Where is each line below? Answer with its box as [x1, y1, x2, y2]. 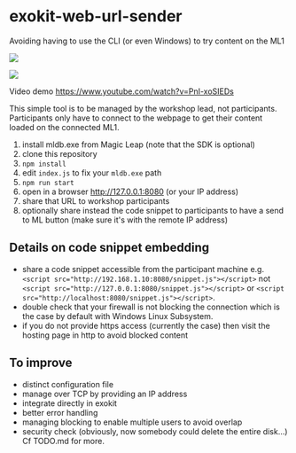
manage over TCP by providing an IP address [21, 388, 188, 399]
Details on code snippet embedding [9, 240, 210, 255]
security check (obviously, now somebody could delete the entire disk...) [21, 426, 288, 436]
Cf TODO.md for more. [21, 435, 105, 446]
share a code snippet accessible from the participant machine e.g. [21, 263, 264, 274]
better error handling [21, 407, 98, 418]
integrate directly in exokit [21, 397, 118, 409]
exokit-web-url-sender [9, 6, 183, 27]
